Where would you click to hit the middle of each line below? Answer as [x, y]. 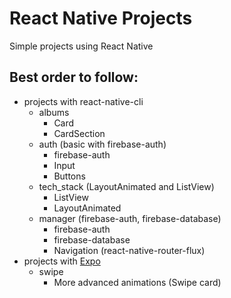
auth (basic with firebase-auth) [102, 144]
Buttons [69, 176]
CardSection [79, 133]
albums [54, 112]
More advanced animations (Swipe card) [137, 282]
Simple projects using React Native [81, 46]
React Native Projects [101, 18]
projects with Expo [62, 261]
